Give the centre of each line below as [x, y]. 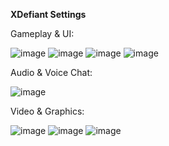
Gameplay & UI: [42, 33]
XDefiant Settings [48, 14]
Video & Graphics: [47, 111]
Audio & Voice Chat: [51, 72]
